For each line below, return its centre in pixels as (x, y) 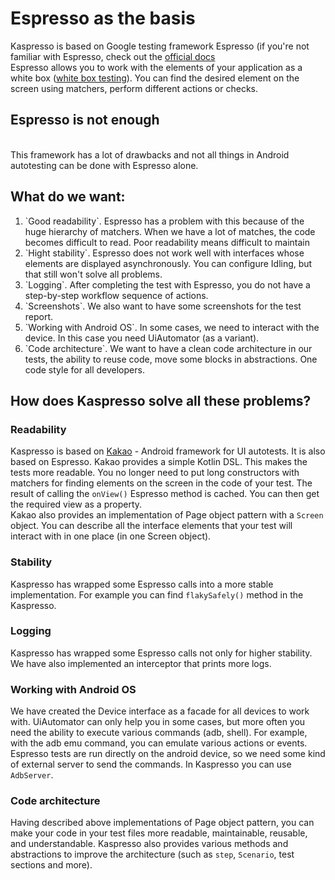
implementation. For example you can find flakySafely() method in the (157, 594)
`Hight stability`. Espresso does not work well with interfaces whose (164, 253)
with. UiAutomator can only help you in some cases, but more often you (158, 722)
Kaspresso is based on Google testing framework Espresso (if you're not (160, 46)
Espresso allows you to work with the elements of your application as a (156, 67)
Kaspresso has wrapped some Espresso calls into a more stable (142, 584)
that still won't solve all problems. (93, 274)
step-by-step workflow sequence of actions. (116, 295)
